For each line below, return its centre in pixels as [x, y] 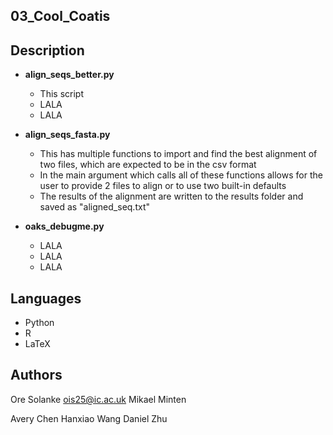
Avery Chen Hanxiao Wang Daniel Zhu [89, 418]
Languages [46, 298]
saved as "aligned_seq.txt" [94, 207]
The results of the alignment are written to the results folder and [171, 196]
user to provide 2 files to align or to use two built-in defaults [163, 186]
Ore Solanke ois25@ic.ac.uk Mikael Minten [98, 399]
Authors [36, 375]
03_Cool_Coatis [60, 16]
